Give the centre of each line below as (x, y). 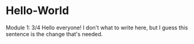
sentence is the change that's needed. (54, 34)
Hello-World (37, 11)
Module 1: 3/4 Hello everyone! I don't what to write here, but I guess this (97, 28)
